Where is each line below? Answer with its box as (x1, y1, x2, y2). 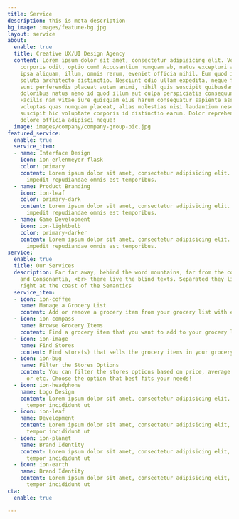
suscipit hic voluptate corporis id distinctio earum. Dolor (20, 110, 205, 117)
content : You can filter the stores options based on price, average (20, 369, 231, 376)
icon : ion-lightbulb (20, 222, 81, 230)
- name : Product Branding (14, 183, 91, 190)
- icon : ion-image (14, 335, 69, 342)
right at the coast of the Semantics (20, 282, 132, 289)
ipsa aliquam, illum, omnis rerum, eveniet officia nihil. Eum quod (20, 70, 228, 77)
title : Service (7, 10, 53, 18)
